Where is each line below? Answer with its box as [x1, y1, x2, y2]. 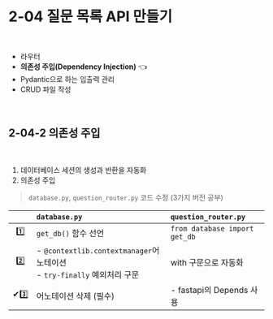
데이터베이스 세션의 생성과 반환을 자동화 [19, 165, 147, 175]
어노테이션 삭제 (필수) [36, 290, 115, 301]
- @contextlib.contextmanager [36, 244, 153, 256]
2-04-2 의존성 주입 [8, 127, 101, 140]
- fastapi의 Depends [170, 284, 249, 295]
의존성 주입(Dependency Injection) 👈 [19, 62, 148, 71]
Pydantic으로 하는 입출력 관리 [19, 74, 115, 84]
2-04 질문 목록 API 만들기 [8, 7, 173, 26]
